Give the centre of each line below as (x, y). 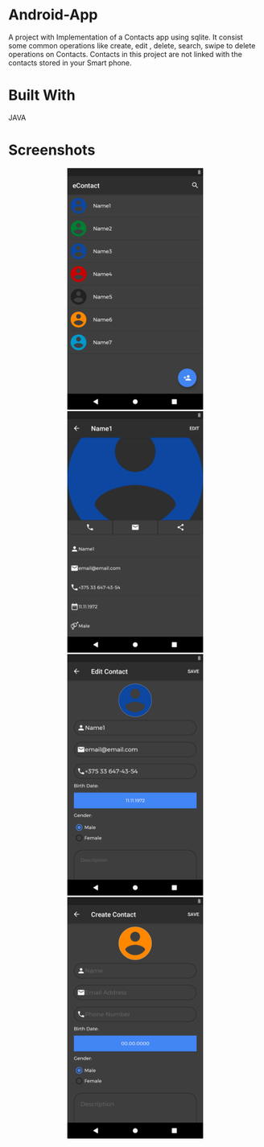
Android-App (53, 15)
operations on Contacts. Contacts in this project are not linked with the (126, 54)
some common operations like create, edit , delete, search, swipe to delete (132, 45)
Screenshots (52, 150)
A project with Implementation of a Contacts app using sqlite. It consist (126, 37)
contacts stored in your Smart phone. (70, 63)
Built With (42, 95)
